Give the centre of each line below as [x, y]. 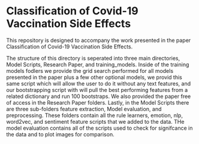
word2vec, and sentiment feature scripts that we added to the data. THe [95, 121]
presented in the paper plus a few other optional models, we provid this [94, 77]
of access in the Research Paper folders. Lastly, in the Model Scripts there [98, 102]
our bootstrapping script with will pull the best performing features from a [97, 90]
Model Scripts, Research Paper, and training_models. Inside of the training [98, 65]
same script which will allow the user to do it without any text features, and [98, 83]
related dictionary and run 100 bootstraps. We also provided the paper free [99, 96]
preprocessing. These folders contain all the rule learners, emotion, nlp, [94, 115]
